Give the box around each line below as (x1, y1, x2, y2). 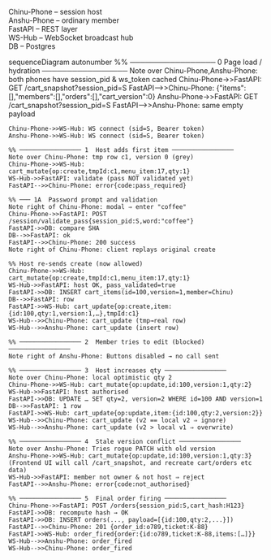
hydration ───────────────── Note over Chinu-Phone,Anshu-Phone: (8, 66, 258, 76)
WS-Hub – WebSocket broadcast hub (8, 33, 134, 42)
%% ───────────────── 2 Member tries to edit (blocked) (8, 338, 205, 346)
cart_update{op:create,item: (73, 302, 173, 310)
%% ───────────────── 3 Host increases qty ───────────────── (8, 367, 227, 375)
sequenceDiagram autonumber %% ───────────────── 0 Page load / (8, 57, 262, 67)
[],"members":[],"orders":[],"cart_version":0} (8, 92, 156, 101)
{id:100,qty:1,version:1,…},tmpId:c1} (8, 310, 140, 318)
